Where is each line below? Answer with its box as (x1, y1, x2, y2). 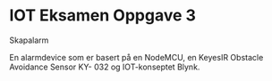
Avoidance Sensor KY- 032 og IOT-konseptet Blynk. (9, 61, 200, 72)
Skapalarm (9, 35, 49, 45)
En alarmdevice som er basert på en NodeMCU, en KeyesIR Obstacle (9, 52, 264, 62)
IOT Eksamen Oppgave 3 (9, 5, 197, 26)
